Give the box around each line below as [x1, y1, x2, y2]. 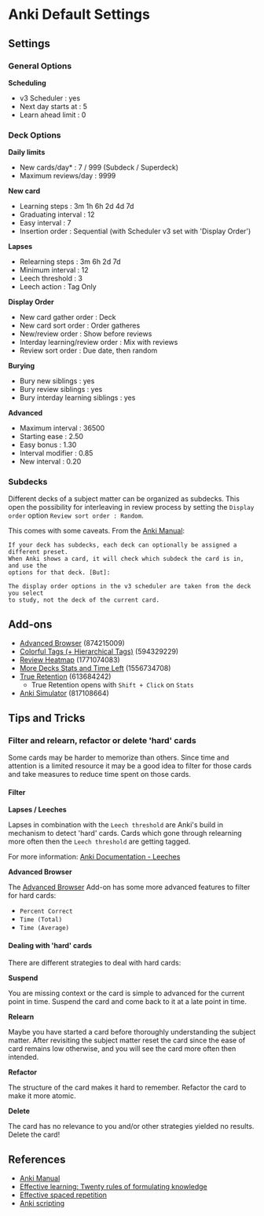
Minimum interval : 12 [19, 266, 89, 275]
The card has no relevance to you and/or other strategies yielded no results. [8, 1122, 255, 1131]
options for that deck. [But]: [8, 569, 111, 577]
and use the [8, 562, 47, 570]
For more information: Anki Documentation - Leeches [8, 852, 181, 862]
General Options [8, 60, 72, 71]
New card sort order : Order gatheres [19, 320, 141, 331]
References [8, 1152, 66, 1166]
